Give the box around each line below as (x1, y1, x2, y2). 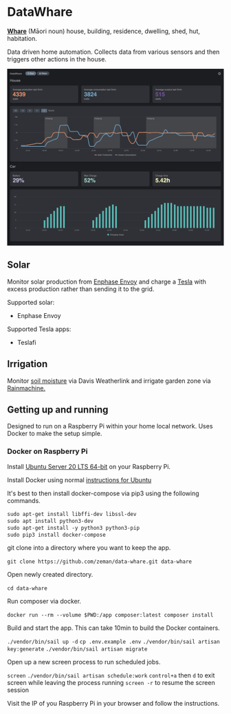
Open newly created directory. (7, 570, 93, 578)
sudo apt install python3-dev (7, 517, 94, 524)
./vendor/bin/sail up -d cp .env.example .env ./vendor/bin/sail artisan (7, 638, 220, 645)
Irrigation (7, 358, 48, 370)
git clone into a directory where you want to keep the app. (7, 543, 171, 552)
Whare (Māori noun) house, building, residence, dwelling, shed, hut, (7, 27, 201, 35)
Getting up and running (7, 404, 109, 415)
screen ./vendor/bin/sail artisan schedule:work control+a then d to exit (7, 671, 215, 680)
